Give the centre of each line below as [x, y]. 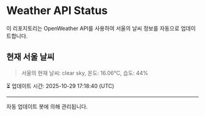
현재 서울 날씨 [31, 57]
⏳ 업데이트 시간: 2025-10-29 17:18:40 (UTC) [60, 85]
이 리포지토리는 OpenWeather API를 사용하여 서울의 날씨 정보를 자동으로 [93, 28]
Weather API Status [57, 11]
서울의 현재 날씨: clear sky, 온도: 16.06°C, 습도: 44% [85, 73]
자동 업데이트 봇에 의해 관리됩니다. [47, 106]
